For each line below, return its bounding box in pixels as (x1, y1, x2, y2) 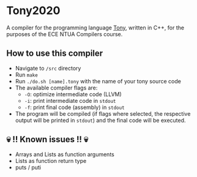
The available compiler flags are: (15, 84, 98, 91)
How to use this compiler (6, 48, 103, 59)
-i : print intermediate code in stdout (24, 97, 116, 104)
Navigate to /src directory (15, 64, 81, 72)
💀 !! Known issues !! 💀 (6, 134, 89, 145)
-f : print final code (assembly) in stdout (24, 104, 125, 111)
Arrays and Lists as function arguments (15, 151, 114, 158)
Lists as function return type (15, 157, 87, 164)
